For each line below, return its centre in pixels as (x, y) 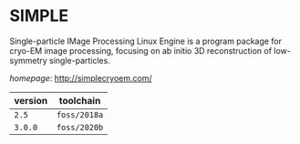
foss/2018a (80, 114)
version (31, 100)
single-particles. (80, 60)
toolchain (80, 100)
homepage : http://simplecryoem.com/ (81, 77)
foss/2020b (80, 127)
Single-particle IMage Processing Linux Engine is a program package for (146, 41)
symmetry (28, 60)
